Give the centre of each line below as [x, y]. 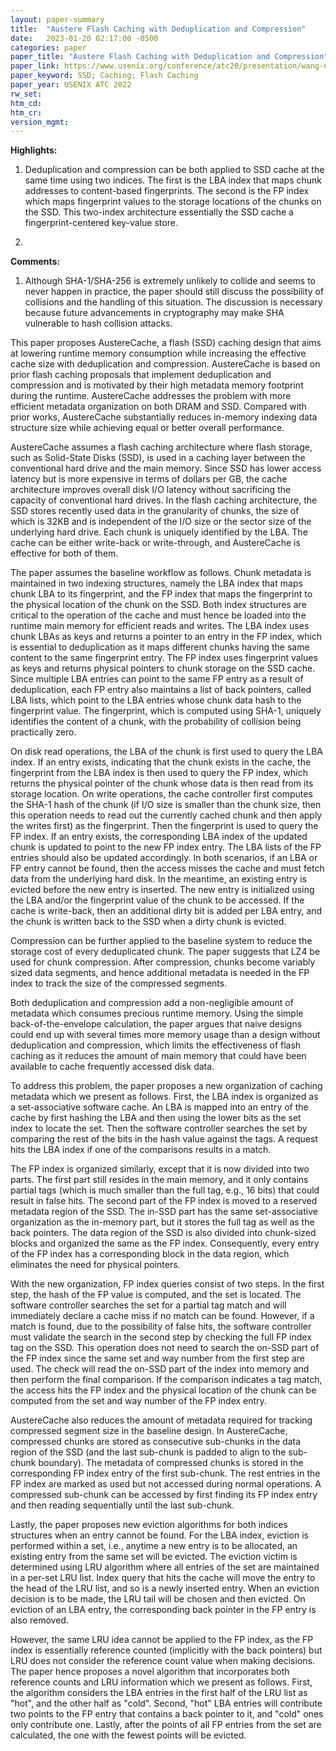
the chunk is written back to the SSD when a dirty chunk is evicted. [148, 922]
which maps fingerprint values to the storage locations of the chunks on [173, 202]
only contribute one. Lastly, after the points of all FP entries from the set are [166, 1725]
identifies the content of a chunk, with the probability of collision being [156, 722]
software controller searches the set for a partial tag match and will [148, 1305]
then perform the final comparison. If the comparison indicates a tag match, [166, 1380]
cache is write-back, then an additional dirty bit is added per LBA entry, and [166, 911]
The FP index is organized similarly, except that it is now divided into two [160, 1169]
